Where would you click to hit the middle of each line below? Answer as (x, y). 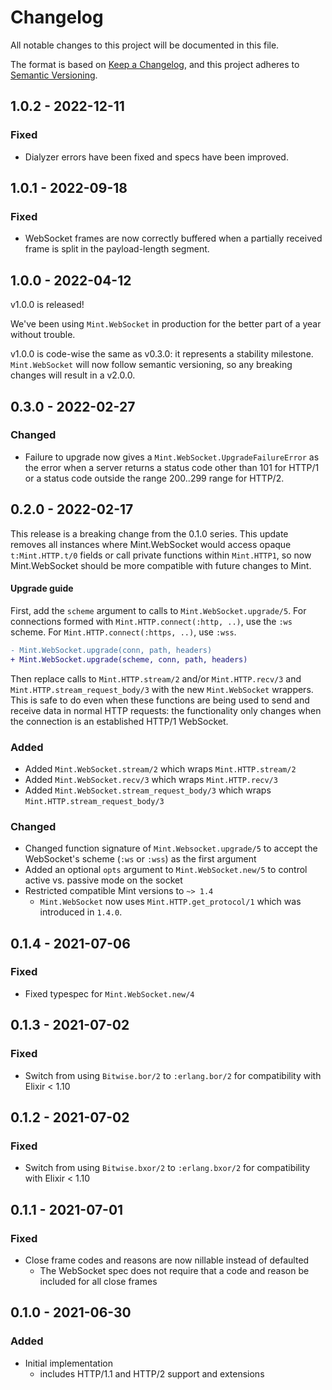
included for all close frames (98, 1281)
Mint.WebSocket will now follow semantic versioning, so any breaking (151, 365)
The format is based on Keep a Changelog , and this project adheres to (155, 64)
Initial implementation (69, 1363)
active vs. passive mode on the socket (103, 880)
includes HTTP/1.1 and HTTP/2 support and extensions (152, 1373)
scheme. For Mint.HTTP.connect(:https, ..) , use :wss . (123, 632)
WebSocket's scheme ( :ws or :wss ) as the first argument (140, 859)
